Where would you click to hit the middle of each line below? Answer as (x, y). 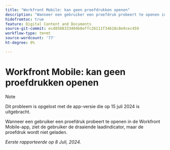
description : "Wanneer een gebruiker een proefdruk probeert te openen (82, 15)
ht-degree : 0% (20, 43)
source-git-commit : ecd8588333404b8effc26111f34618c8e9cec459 (72, 29)
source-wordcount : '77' (30, 38)
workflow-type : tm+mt (28, 33)
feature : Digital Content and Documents (49, 24)
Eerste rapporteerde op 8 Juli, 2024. (43, 142)
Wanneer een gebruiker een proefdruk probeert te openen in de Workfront (83, 121)
